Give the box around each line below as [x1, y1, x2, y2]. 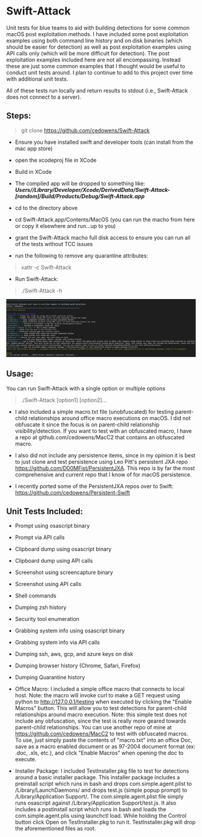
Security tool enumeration [14, 616, 80, 623]
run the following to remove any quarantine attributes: [14, 252, 148, 259]
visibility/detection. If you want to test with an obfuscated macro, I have [14, 427, 192, 434]
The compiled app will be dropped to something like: [14, 179, 145, 187]
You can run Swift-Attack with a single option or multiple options [6, 385, 165, 392]
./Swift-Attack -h [20, 287, 63, 294]
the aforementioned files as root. [14, 825, 96, 832]
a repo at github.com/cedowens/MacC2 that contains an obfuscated [14, 433, 185, 440]
